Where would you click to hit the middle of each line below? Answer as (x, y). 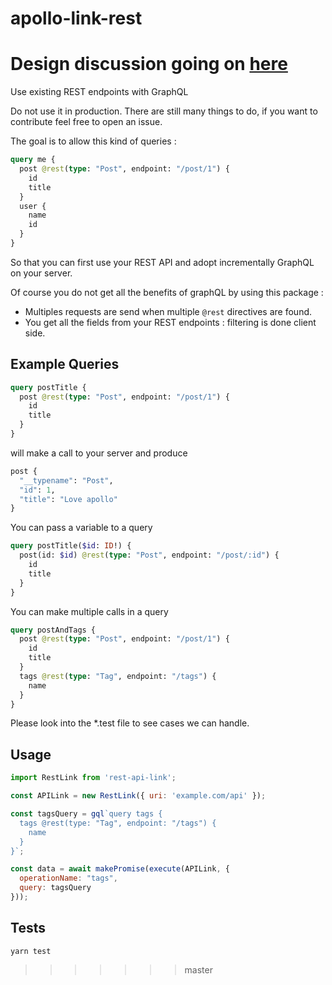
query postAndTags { (53, 630)
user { (33, 206)
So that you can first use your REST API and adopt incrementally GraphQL (162, 262)
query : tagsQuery (55, 888)
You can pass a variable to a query (81, 528)
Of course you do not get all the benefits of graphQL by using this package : (167, 292)
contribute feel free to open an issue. (86, 122)
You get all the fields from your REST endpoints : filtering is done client (170, 322)
